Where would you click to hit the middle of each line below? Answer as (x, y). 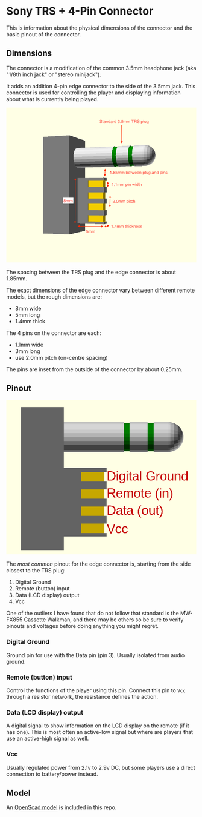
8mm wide (28, 308)
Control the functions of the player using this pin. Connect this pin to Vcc (96, 690)
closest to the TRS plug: (36, 571)
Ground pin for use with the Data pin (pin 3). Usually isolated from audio (96, 655)
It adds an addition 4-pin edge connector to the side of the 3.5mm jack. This (101, 86)
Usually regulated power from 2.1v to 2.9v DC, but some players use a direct (101, 767)
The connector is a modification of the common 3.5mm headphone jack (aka (101, 68)
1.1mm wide (29, 345)
